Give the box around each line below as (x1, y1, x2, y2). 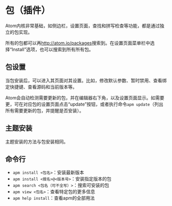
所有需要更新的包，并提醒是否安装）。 (5, 107, 84, 113)
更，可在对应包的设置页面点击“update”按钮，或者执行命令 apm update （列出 (5, 101, 164, 107)
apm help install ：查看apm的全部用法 (12, 195, 95, 201)
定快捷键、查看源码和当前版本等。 (5, 84, 77, 90)
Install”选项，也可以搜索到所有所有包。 (12, 46, 94, 52)
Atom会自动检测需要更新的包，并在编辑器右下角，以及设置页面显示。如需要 (5, 94, 165, 100)
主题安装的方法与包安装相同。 (5, 138, 68, 145)
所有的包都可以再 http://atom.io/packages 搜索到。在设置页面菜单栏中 (5, 39, 150, 46)
